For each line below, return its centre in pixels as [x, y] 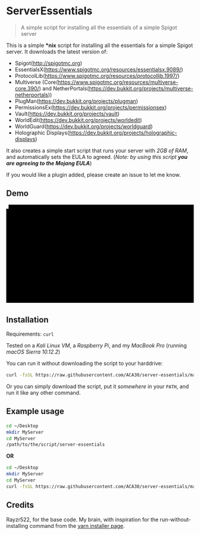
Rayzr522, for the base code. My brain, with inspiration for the [82, 520]
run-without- [176, 520]
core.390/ [27, 88]
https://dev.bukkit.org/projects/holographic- [123, 133]
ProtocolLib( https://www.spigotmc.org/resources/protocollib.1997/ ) [97, 76]
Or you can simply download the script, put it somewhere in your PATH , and [98, 387]
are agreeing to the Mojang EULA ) [49, 163]
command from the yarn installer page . [77, 525]
